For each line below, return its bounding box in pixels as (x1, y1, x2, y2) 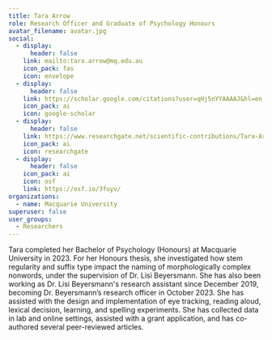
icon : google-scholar (23, 110, 96, 118)
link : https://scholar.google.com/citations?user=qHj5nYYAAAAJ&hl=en (23, 95, 263, 103)
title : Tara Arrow (8, 11, 70, 20)
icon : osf (23, 177, 57, 186)
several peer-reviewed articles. (40, 322, 144, 332)
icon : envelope (23, 72, 74, 80)
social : (8, 34, 35, 43)
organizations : (8, 192, 60, 201)
